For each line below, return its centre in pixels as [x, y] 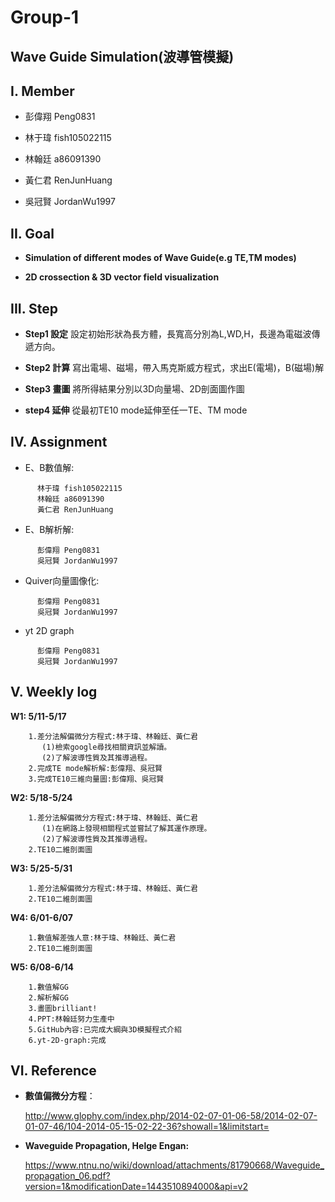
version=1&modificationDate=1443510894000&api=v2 [136, 1187]
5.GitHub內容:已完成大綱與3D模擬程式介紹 [105, 1029]
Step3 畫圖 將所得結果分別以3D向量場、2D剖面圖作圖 [134, 389]
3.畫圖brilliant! [63, 1008]
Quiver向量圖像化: [62, 580]
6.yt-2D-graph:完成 [67, 1040]
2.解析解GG [48, 997]
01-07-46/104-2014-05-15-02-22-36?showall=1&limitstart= [147, 1127]
